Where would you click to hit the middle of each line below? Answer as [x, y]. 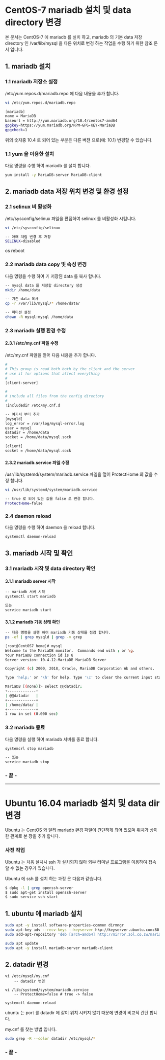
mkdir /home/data [23, 290]
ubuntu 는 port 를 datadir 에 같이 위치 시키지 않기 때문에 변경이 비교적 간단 [77, 1013]
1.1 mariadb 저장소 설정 [31, 82]
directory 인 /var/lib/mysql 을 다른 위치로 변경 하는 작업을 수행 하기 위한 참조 [79, 43]
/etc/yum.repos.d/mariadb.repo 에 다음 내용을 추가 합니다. [62, 93]
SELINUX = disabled [23, 241]
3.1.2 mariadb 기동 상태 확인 [33, 622]
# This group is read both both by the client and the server [70, 369]
